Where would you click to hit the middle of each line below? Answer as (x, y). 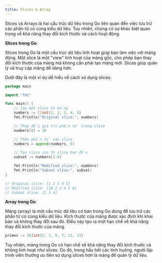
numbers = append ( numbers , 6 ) (44, 144)
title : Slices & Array (28, 9)
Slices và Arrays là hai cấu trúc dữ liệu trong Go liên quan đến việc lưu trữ (79, 23)
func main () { (19, 104)
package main (18, 86)
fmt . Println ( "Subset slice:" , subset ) (53, 170)
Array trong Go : (21, 202)
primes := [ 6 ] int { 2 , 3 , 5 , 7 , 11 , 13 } (44, 236)
